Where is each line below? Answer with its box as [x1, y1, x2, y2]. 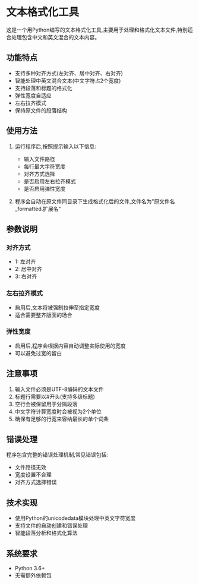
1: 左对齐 [14, 258, 36, 265]
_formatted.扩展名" [14, 205, 61, 212]
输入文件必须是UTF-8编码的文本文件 [14, 386, 104, 393]
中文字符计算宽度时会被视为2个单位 [14, 408, 102, 415]
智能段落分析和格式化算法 [14, 529, 78, 536]
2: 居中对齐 [14, 266, 43, 273]
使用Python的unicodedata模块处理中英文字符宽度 [14, 514, 136, 522]
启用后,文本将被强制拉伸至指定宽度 [14, 304, 100, 311]
